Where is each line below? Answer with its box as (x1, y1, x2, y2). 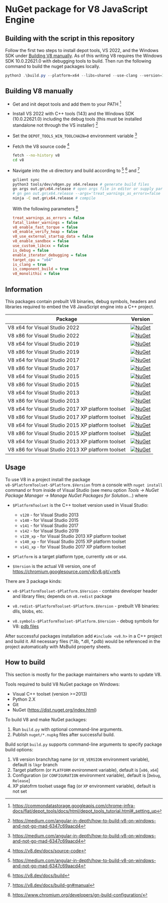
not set (12, 788, 27, 794)
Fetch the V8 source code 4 (12, 142, 70, 149)
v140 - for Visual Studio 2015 (19, 517, 79, 523)
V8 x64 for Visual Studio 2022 (7, 324, 79, 331)
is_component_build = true (12, 266, 69, 271)
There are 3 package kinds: (5, 578, 62, 584)
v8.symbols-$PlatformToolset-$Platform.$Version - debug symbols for (12, 618, 159, 624)
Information (5, 285, 43, 293)
